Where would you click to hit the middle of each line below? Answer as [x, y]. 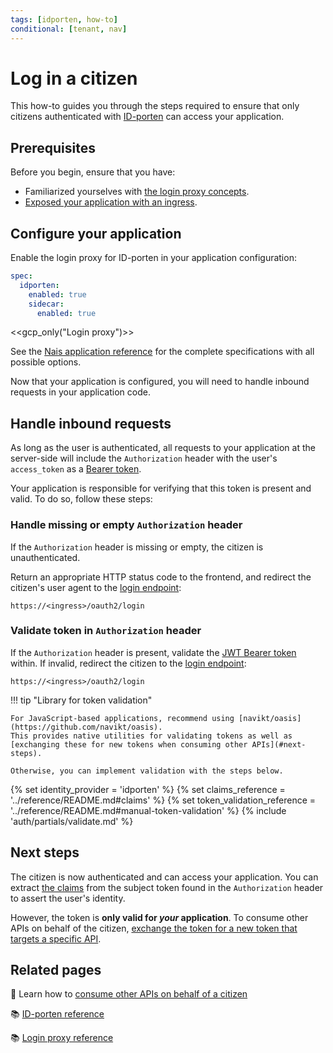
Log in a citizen [74, 78]
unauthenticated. [45, 557]
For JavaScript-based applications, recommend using [122, 718]
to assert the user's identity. [68, 898]
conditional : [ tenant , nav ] [69, 29]
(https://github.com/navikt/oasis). [86, 727]
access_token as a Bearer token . [76, 469]
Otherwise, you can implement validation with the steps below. [147, 771]
